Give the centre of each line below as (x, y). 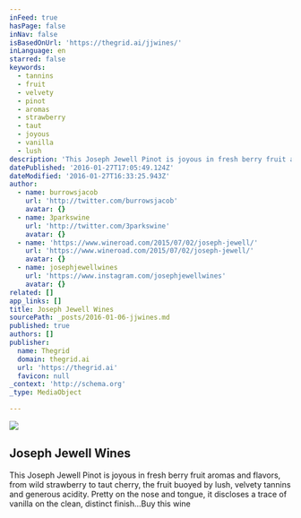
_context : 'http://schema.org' (68, 384)
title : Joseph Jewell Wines (62, 309)
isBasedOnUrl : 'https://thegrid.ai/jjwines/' (95, 43)
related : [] (31, 292)
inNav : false (34, 34)
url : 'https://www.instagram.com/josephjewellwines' (126, 276)
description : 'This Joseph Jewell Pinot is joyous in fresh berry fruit (148, 159)
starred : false (38, 59)
